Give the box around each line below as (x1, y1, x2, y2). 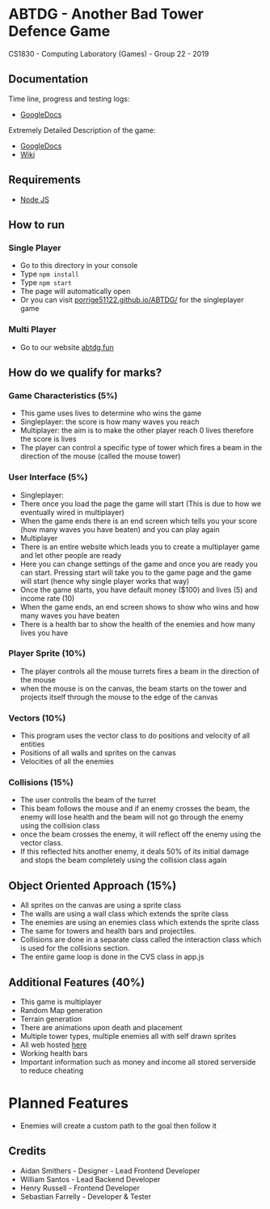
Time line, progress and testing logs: (8, 94, 130, 104)
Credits (8, 1144, 47, 1158)
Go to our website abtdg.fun (19, 342, 115, 352)
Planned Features (8, 1094, 129, 1113)
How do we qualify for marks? (8, 365, 162, 379)
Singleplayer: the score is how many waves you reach (19, 417, 200, 427)
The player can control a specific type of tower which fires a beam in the (19, 443, 263, 453)
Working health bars (19, 1049, 88, 1058)
